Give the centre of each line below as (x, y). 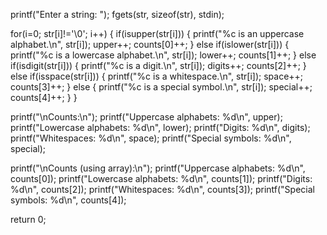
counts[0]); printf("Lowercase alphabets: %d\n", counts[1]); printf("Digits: (161, 178)
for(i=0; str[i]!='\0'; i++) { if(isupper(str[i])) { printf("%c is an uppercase (157, 33)
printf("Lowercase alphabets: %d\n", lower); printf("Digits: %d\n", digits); (160, 127)
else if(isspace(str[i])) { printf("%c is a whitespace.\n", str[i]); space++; (157, 76)
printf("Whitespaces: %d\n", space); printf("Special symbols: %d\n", (151, 138)
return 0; (28, 219)
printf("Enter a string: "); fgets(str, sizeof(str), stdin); (117, 14)
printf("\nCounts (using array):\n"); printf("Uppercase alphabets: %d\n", (158, 168)
